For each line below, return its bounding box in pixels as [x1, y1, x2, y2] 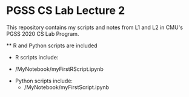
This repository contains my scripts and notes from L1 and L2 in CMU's [6, 24, 184, 31]
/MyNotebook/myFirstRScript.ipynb [15, 65, 104, 73]
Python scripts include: [15, 77, 73, 84]
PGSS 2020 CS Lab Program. [6, 30, 79, 37]
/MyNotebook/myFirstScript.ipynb [24, 83, 110, 91]
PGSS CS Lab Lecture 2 [6, 4, 125, 18]
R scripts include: [15, 53, 59, 61]
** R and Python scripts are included [6, 42, 98, 49]
